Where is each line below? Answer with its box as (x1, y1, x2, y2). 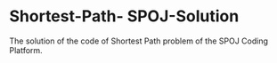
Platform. (9, 44, 43, 55)
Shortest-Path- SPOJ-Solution (9, 6, 240, 27)
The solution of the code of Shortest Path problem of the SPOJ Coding (9, 35, 269, 46)
